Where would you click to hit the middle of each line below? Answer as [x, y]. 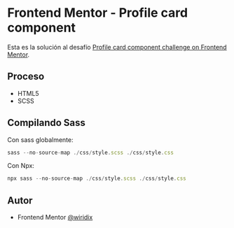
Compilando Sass [47, 123]
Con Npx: [21, 166]
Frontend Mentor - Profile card [97, 13]
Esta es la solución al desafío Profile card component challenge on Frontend [117, 47]
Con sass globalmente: [40, 140]
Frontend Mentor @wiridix [55, 218]
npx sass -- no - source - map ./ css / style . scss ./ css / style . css [97, 179]
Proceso [26, 77]
